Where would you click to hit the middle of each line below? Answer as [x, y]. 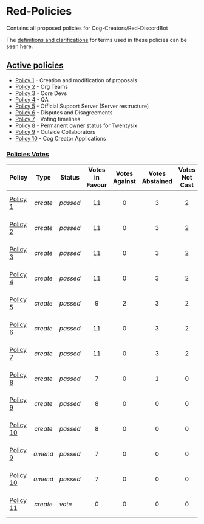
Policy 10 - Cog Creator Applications [60, 138]
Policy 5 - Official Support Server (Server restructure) [82, 106]
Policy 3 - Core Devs [41, 93]
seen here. [20, 46]
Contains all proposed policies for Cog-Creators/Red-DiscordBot [87, 28]
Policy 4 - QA [32, 99]
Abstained [157, 181]
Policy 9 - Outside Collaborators [55, 131]
